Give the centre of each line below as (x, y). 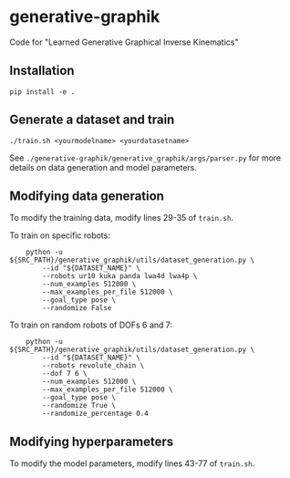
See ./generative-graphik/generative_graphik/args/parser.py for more (145, 158)
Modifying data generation (87, 196)
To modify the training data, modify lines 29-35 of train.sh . (122, 218)
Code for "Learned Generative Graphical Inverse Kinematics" (124, 42)
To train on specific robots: (60, 235)
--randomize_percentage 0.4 (95, 414)
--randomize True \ (79, 406)
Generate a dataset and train (92, 120)
